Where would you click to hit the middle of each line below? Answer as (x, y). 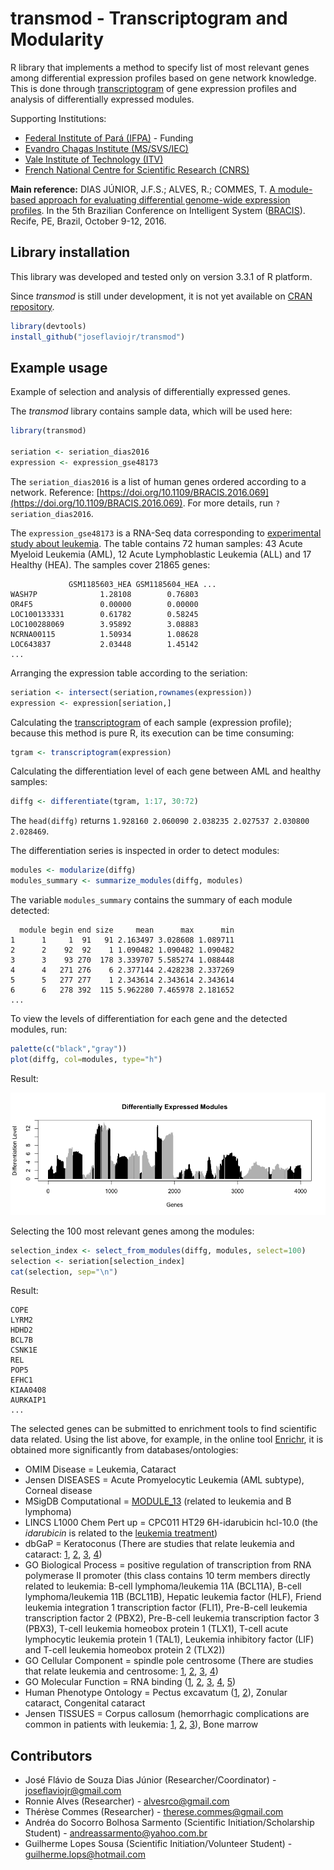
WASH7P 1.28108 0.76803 (104, 594)
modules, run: (39, 1029)
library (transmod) (48, 431)
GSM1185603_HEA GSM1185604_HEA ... (142, 584)
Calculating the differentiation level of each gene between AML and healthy (166, 771)
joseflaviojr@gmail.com (73, 1791)
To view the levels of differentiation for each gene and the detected (149, 1019)
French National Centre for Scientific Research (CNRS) (137, 169)
